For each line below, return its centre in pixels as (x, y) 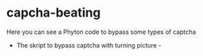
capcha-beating (54, 13)
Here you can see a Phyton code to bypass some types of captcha (101, 32)
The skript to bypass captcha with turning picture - (89, 45)
